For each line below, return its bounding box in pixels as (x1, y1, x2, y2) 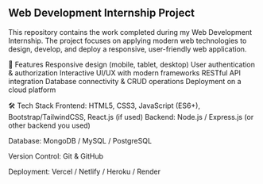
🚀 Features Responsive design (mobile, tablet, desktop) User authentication (8, 59, 256, 69)
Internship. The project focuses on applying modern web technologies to (8, 36, 247, 45)
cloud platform (8, 85, 56, 94)
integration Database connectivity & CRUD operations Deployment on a (8, 76, 242, 86)
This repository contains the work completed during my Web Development (8, 27, 253, 36)
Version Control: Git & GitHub (8, 151, 104, 161)
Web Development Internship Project (8, 6, 195, 20)
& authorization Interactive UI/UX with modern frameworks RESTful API (8, 67, 241, 78)
